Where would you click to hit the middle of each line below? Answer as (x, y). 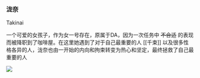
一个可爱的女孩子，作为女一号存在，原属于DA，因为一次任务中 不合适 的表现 (100, 35)
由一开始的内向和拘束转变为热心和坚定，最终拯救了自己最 (123, 50)
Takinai (15, 23)
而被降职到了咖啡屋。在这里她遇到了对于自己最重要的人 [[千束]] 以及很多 (95, 42)
